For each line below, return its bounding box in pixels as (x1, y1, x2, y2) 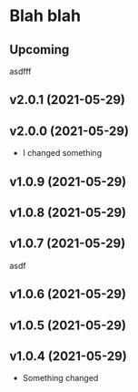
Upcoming (9, 42, 70, 57)
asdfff (9, 66, 32, 77)
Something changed (22, 373, 99, 384)
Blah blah (9, 5, 82, 26)
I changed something (22, 148, 103, 159)
